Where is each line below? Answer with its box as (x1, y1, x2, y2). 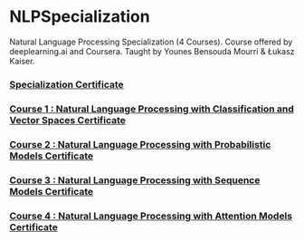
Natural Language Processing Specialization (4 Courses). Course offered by (9, 36, 293, 47)
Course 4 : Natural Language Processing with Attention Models (9, 209, 292, 222)
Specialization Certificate (9, 78, 124, 91)
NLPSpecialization (9, 6, 151, 27)
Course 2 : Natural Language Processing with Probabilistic (9, 138, 271, 150)
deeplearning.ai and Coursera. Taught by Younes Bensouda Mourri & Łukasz (9, 45, 296, 56)
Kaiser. (9, 55, 35, 66)
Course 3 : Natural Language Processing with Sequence (9, 174, 261, 187)
